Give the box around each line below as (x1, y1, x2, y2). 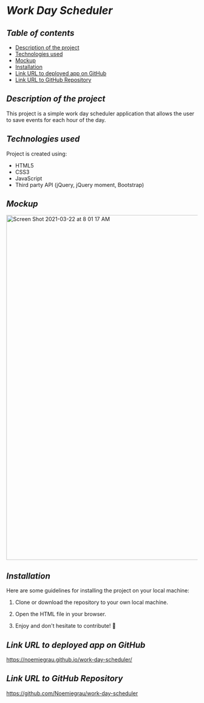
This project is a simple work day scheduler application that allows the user (6, 110, 195, 117)
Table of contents (6, 28, 75, 38)
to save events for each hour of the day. (6, 116, 106, 123)
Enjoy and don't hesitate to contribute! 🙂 (15, 622, 117, 630)
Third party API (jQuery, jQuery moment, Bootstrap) (15, 181, 144, 188)
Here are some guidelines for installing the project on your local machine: (6, 587, 189, 594)
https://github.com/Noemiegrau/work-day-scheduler (6, 690, 138, 697)
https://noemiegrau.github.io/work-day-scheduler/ (6, 656, 132, 664)
